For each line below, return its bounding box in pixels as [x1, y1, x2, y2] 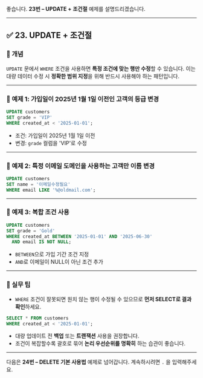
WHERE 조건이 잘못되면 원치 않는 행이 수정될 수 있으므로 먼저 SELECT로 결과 [14, 295, 192, 302]
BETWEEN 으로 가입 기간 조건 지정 [14, 250, 89, 258]
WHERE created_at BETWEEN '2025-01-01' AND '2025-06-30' [6, 233, 153, 240]
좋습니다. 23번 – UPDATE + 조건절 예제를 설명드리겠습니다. [6, 5, 146, 12]
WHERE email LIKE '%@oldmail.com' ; [6, 187, 96, 193]
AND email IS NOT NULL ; [11, 239, 71, 245]
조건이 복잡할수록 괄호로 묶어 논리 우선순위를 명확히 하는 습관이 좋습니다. [14, 340, 186, 347]
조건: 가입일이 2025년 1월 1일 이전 [14, 132, 95, 139]
